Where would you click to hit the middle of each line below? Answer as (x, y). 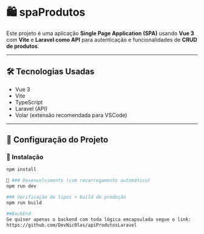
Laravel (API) (31, 109)
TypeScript (29, 102)
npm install (21, 170)
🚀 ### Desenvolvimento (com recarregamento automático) (78, 181)
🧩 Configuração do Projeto (57, 140)
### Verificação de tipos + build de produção (66, 197)
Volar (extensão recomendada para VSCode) (71, 115)
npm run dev (21, 186)
